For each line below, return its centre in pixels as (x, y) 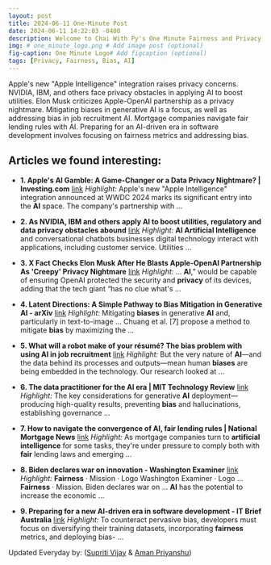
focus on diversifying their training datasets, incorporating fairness (131, 528)
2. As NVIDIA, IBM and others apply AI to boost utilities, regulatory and (141, 221)
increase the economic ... (62, 495)
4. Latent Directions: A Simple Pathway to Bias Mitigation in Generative (141, 304)
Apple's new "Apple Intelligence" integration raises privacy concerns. (123, 84)
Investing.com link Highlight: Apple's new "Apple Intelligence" (124, 188)
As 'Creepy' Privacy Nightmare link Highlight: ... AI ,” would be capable (138, 271)
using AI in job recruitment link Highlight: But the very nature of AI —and (141, 354)
